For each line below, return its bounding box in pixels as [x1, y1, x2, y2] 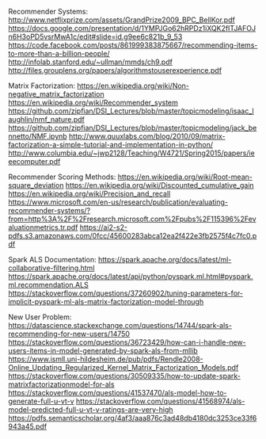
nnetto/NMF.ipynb [8, 132, 67, 141]
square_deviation [8, 181, 64, 189]
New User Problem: [8, 312, 72, 322]
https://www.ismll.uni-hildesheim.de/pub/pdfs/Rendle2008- [8, 354, 203, 364]
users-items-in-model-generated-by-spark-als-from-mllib [8, 346, 198, 355]
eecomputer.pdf [8, 157, 61, 166]
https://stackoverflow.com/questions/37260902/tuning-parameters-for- [8, 288, 244, 298]
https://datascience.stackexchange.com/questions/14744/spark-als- [8, 321, 232, 330]
